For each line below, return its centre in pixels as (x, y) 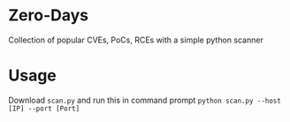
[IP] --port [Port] (44, 108)
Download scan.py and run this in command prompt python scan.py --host (145, 100)
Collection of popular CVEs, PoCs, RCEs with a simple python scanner (136, 40)
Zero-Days (49, 15)
